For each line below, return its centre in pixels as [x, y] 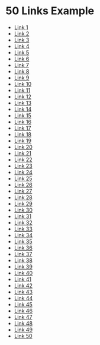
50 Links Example [50, 11]
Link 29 [23, 203]
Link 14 [23, 109]
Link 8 [22, 71]
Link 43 [23, 292]
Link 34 [23, 235]
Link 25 [23, 178]
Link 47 [23, 317]
